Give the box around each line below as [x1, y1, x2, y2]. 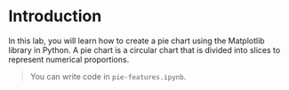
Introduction [8, 6, 102, 26]
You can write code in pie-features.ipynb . [29, 71, 187, 81]
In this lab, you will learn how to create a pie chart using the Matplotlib [8, 35, 265, 46]
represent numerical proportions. [8, 54, 130, 64]
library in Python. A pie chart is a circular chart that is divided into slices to [8, 44, 281, 55]
